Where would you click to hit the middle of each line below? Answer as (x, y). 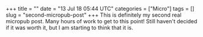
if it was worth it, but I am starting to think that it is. (70, 27)
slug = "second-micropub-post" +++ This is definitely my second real (94, 15)
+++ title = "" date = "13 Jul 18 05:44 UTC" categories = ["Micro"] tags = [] (100, 9)
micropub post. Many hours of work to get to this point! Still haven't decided (102, 21)
